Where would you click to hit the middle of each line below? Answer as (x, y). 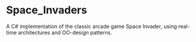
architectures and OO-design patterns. (65, 32)
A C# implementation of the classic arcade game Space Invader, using (92, 26)
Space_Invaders (47, 10)
